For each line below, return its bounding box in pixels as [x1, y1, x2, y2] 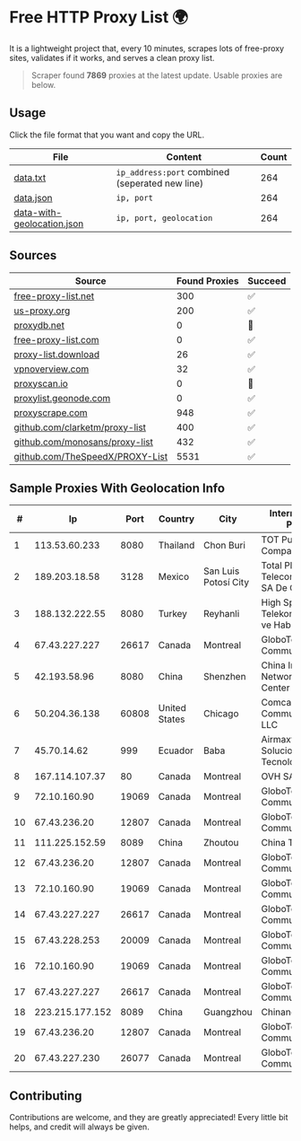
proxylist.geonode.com [13, 391, 111, 404]
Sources [9, 248, 57, 263]
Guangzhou [202, 1006, 253, 1019]
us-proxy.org [13, 304, 71, 317]
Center [261, 681, 290, 694]
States [158, 713, 185, 725]
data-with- [13, 206, 63, 218]
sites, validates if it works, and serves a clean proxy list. [9, 52, 215, 63]
